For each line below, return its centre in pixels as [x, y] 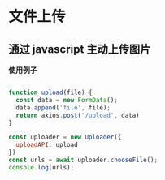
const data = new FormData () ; [67, 100]
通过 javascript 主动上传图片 [80, 49]
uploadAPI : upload [47, 145]
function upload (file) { [50, 92]
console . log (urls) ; [41, 167]
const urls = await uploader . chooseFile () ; [83, 160]
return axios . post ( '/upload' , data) [78, 115]
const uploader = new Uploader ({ [65, 137]
